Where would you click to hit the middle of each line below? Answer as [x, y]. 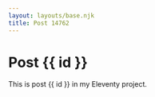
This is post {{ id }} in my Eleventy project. [78, 84]
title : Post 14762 [39, 23]
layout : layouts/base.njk [51, 16]
